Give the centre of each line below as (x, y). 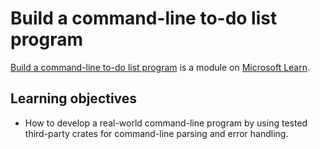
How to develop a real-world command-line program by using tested (166, 123)
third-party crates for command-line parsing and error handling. (156, 133)
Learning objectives (74, 98)
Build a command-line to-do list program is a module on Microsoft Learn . (160, 67)
